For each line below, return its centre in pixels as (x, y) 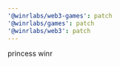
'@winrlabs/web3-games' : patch (60, 16)
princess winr (30, 54)
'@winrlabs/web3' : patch (49, 31)
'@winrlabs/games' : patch (51, 23)
